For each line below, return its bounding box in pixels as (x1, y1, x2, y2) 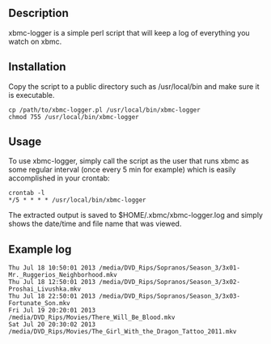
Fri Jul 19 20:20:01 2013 (8, 307, 95, 315)
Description (8, 6, 69, 20)
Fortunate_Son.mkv (8, 299, 70, 308)
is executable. (8, 90, 55, 100)
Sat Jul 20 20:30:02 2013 (8, 321, 95, 329)
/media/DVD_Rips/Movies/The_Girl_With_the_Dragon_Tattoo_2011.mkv (8, 328, 237, 336)
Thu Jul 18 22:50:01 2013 (8, 292, 95, 300)
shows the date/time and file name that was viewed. (8, 219, 182, 229)
